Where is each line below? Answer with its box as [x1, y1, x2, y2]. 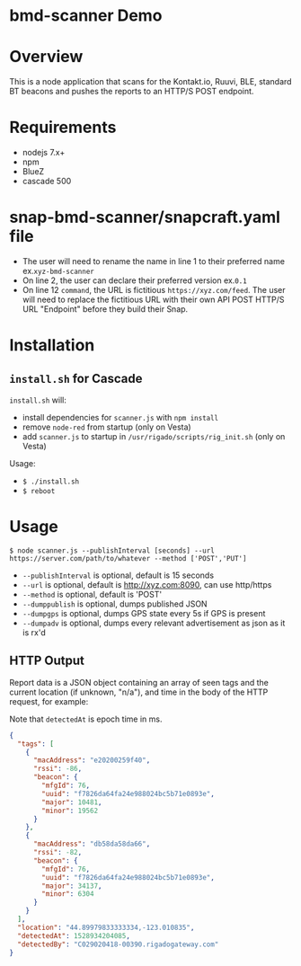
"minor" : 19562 [41, 806, 99, 815]
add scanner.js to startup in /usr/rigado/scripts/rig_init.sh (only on [22, 431, 286, 441]
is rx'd [22, 626, 47, 638]
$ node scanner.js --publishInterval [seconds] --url [9, 545, 216, 555]
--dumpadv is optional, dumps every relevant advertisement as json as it [22, 617, 286, 628]
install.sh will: [9, 394, 67, 405]
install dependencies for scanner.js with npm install [22, 412, 219, 422]
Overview [9, 47, 84, 67]
